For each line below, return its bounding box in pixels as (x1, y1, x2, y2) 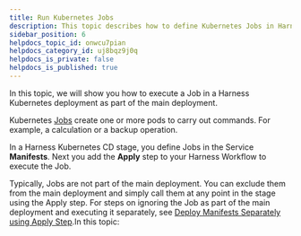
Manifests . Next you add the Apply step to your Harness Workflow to (9, 151, 267, 162)
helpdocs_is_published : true (9, 64, 118, 73)
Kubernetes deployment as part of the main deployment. (9, 97, 218, 108)
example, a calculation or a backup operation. (9, 124, 178, 135)
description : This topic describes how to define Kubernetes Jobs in (9, 22, 275, 31)
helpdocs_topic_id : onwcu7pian (9, 38, 126, 48)
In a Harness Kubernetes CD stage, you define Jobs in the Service (9, 141, 254, 153)
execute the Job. (9, 161, 72, 171)
